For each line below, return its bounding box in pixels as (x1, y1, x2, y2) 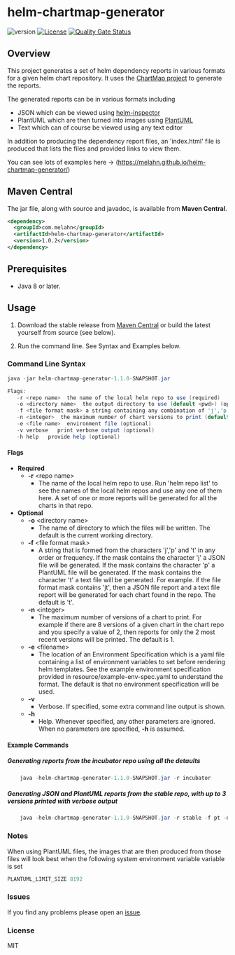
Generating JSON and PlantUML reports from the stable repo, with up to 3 (7, 789, 227, 797)
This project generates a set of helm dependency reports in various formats (7, 66, 226, 74)
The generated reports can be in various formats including (7, 95, 176, 103)
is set (7, 862, 23, 870)
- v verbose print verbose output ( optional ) (16, 427, 155, 434)
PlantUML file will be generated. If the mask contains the (38, 568, 201, 577)
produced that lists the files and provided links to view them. (7, 144, 181, 153)
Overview (7, 48, 51, 60)
